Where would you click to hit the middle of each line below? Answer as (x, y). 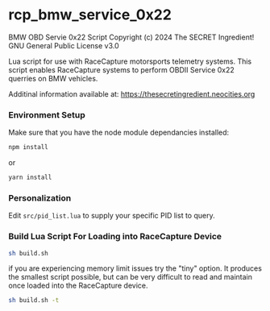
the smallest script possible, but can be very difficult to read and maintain (130, 277)
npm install (28, 147)
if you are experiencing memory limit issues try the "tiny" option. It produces (135, 268)
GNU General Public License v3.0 (64, 45)
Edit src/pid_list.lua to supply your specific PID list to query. (112, 216)
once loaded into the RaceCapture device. (78, 286)
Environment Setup (47, 114)
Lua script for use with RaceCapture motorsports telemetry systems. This (130, 61)
